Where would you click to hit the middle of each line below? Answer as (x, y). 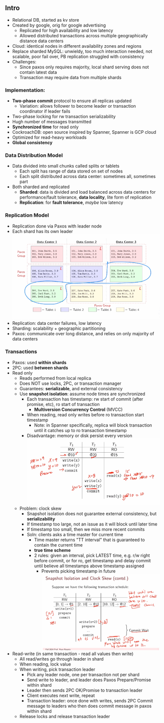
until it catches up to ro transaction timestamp (81, 430)
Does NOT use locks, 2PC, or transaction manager (70, 383)
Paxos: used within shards (39, 362)
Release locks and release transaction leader (65, 716)
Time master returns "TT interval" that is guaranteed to (90, 540)
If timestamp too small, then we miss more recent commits (86, 529)
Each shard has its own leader (43, 231)
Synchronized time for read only (45, 127)
